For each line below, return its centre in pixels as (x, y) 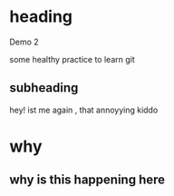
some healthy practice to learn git (72, 59)
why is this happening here (87, 180)
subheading (44, 88)
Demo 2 (24, 42)
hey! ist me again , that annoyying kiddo (84, 110)
